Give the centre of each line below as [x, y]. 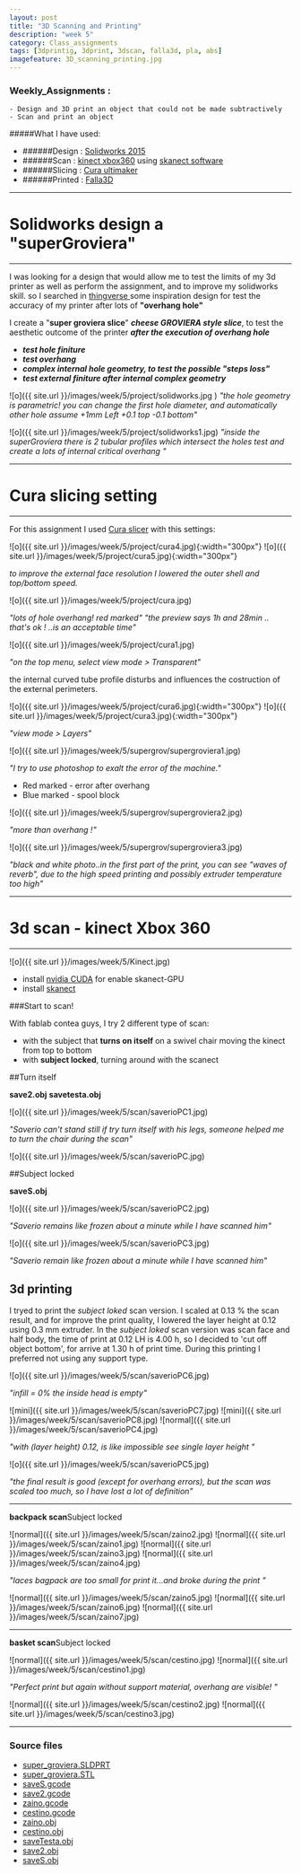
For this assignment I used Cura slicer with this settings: [112, 530]
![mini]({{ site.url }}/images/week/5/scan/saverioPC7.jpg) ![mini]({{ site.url [146, 1410]
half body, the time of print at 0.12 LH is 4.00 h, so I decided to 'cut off [138, 1339]
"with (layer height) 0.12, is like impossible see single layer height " [132, 1447]
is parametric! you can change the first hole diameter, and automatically [143, 406]
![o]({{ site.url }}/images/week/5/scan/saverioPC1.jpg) [109, 1112]
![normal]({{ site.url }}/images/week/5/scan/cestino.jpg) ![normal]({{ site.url [149, 1659]
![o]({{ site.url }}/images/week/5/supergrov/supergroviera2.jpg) [126, 812]
